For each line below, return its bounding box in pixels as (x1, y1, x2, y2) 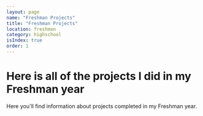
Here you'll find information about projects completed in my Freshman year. (6, 102, 197, 110)
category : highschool (6, 32, 62, 38)
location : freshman (6, 26, 56, 32)
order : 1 (6, 43, 29, 49)
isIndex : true (6, 37, 43, 43)
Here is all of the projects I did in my (6, 70, 191, 83)
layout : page (6, 9, 40, 15)
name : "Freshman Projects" (6, 15, 75, 21)
